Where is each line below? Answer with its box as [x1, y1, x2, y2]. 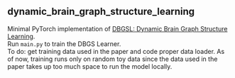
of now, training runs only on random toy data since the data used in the [7, 55, 218, 63]
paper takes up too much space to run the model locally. [7, 62, 173, 70]
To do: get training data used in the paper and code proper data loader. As [7, 47, 225, 55]
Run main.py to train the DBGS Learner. [7, 39, 121, 48]
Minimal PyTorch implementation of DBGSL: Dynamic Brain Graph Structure [7, 24, 228, 33]
